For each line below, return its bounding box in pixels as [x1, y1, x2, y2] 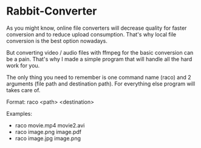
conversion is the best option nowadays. [6, 37, 107, 44]
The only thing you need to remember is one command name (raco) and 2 [6, 73, 191, 81]
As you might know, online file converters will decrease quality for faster [6, 24, 187, 32]
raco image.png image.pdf [15, 128, 82, 135]
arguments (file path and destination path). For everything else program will [6, 80, 196, 87]
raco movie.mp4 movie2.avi [15, 121, 85, 129]
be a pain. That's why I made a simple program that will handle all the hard [6, 55, 192, 62]
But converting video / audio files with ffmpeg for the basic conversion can [6, 49, 194, 56]
